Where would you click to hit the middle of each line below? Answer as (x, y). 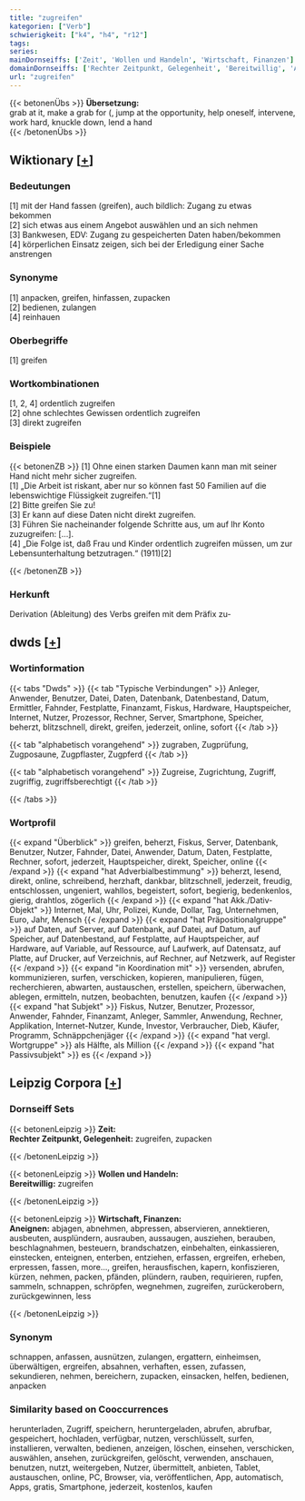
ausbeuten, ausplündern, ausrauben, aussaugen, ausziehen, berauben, (143, 1238)
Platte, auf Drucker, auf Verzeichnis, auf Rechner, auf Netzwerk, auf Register (152, 958)
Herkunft (30, 594)
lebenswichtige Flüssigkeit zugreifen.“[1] (85, 495)
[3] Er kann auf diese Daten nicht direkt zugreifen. (103, 514)
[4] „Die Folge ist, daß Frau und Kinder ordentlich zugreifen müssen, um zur (151, 543)
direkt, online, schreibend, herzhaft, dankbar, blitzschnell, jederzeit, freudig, (151, 880)
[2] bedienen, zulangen (53, 307)
